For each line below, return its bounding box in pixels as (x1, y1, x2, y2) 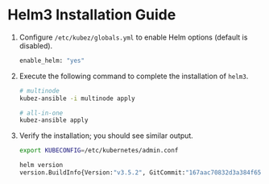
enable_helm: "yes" (19, 56, 85, 65)
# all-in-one (19, 109, 64, 117)
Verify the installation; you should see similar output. (19, 131, 194, 140)
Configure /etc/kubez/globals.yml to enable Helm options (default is (19, 32, 248, 42)
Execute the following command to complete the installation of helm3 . (19, 71, 249, 81)
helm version (19, 161, 64, 169)
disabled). (19, 40, 53, 50)
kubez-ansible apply (19, 116, 89, 124)
